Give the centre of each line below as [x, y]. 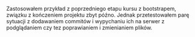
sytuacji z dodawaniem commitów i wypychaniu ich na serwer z [85, 21]
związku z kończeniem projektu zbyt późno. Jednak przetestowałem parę [98, 15]
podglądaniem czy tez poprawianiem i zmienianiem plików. [79, 27]
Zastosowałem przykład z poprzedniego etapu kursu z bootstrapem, [91, 9]
